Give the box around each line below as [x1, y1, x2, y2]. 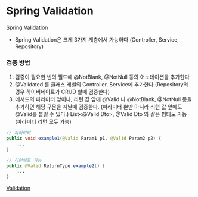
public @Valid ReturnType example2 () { [6, 162, 106, 169]
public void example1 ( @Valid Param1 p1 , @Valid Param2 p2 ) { [6, 136, 162, 142]
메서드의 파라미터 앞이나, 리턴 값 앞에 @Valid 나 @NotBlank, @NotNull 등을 [14, 96, 192, 103]
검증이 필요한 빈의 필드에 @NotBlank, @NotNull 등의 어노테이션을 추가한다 [14, 73, 190, 81]
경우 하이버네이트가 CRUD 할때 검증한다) [14, 88, 110, 96]
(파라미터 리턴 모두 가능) [14, 118, 72, 126]
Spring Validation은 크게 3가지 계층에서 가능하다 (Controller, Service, [14, 36, 179, 43]
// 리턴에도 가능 [6, 157, 42, 163]
